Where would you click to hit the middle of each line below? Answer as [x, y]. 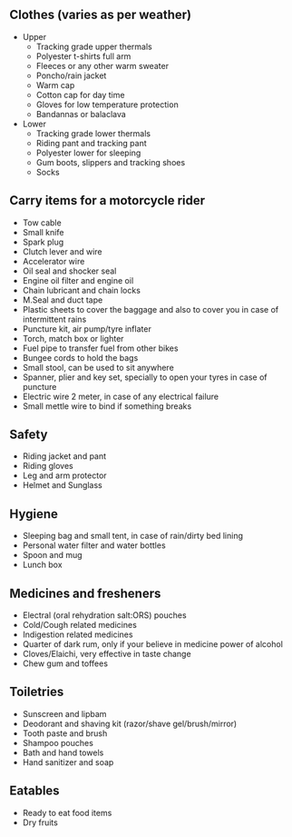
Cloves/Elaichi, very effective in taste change [107, 654]
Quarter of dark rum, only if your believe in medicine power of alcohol [153, 644]
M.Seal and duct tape [63, 300]
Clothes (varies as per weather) [101, 15]
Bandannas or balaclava [81, 114]
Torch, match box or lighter [73, 338]
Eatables [35, 791]
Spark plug [43, 242]
